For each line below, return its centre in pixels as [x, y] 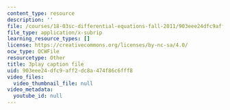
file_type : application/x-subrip [55, 32]
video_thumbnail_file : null [53, 83]
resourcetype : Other [37, 58]
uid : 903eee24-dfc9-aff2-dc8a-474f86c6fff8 [70, 70]
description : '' [30, 20]
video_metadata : [30, 90]
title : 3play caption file [46, 64]
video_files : [26, 77]
